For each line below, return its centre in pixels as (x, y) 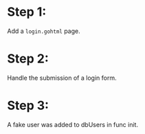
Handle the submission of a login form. (62, 78)
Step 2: (28, 59)
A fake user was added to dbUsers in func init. (73, 124)
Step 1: (27, 12)
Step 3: (28, 105)
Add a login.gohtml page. (44, 31)
